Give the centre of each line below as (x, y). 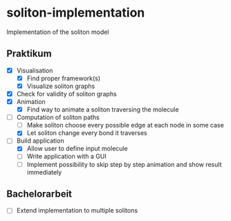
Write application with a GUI (66, 157)
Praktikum (29, 54)
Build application (40, 141)
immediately (44, 172)
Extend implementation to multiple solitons (77, 211)
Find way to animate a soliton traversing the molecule (103, 109)
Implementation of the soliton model (58, 32)
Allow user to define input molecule (77, 149)
